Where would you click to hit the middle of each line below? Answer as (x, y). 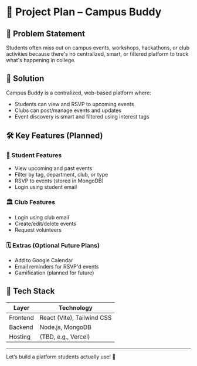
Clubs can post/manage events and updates (68, 110)
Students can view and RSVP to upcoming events (74, 104)
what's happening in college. (41, 60)
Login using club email (42, 217)
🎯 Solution (25, 79)
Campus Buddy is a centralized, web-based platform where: (79, 93)
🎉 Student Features (34, 155)
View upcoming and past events (53, 168)
